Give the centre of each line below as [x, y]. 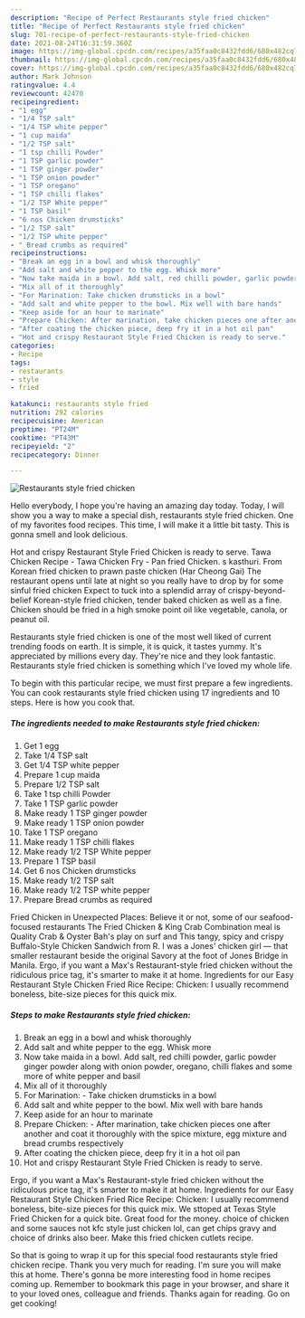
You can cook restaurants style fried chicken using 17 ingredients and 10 [145, 693]
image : [23, 52]
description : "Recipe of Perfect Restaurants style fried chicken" [140, 18]
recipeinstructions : [49, 253]
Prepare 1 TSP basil [59, 861]
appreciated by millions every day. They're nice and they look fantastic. [143, 656]
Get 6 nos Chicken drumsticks [80, 871]
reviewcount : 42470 [47, 93]
